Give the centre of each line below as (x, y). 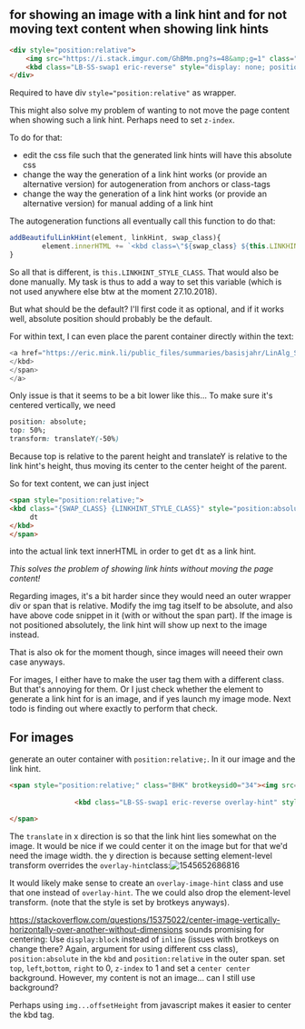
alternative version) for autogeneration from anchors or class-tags (146, 185)
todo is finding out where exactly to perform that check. (113, 709)
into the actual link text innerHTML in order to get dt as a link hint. (133, 551)
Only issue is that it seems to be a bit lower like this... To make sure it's (141, 395)
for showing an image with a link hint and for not (148, 15)
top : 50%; (28, 431)
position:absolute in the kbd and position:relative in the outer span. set (148, 958)
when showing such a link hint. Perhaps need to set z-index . (123, 120)
